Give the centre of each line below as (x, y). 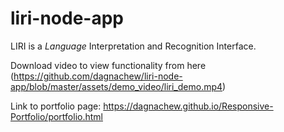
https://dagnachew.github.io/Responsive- (188, 106)
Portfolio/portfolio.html (56, 116)
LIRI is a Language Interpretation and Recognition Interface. (133, 46)
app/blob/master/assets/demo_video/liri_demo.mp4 (116, 86)
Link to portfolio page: (56, 106)
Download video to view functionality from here (108, 65)
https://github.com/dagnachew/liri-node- (98, 76)
